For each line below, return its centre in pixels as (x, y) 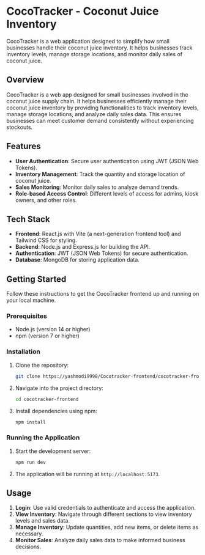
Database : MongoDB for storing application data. (77, 260)
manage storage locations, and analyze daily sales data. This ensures (94, 114)
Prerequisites (27, 316)
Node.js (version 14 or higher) (53, 329)
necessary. (29, 534)
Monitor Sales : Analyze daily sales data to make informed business (100, 540)
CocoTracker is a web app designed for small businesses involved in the (97, 94)
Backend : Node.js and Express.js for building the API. (83, 247)
